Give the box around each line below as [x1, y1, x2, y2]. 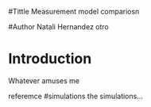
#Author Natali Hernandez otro [8, 22, 109, 31]
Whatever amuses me [8, 75, 79, 86]
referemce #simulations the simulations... [8, 91, 143, 101]
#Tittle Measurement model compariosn [8, 7, 140, 16]
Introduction [8, 50, 92, 68]
